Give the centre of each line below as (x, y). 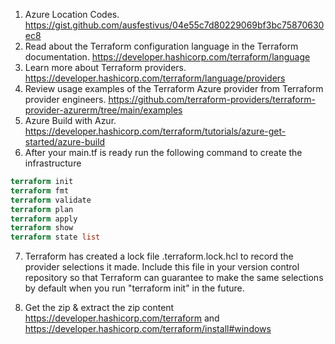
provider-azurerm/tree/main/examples (103, 110)
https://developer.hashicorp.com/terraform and (122, 318)
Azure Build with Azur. (70, 120)
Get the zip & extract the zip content (99, 308)
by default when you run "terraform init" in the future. (134, 288)
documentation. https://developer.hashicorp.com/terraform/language (167, 57)
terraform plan (42, 209)
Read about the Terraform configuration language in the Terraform (161, 46)
